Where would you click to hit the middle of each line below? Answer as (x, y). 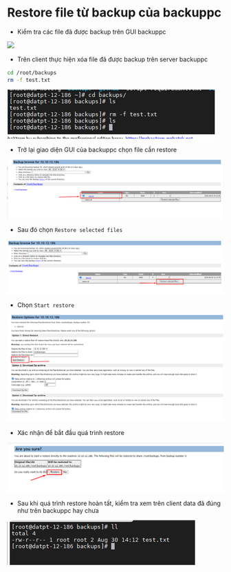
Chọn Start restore (45, 305)
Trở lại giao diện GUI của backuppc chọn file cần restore (97, 149)
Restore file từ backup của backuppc (114, 13)
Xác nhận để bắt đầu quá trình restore (71, 432)
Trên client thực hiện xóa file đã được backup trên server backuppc (112, 59)
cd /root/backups (32, 73)
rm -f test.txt (29, 80)
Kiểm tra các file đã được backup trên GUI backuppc (91, 32)
